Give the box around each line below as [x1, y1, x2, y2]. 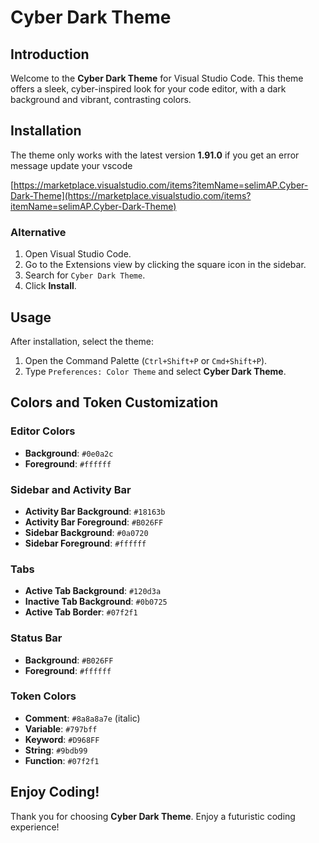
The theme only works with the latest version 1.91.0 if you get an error [10, 149, 300, 161]
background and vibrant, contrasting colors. [10, 94, 192, 105]
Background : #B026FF [24, 654, 114, 666]
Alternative [10, 225, 67, 239]
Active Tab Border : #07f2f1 [24, 606, 138, 618]
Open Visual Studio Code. [24, 248, 132, 260]
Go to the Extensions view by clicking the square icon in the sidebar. [24, 259, 307, 271]
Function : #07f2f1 [24, 754, 100, 766]
